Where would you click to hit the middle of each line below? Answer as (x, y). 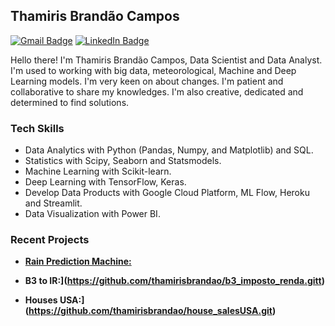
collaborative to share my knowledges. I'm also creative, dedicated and (157, 91)
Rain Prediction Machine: (78, 261)
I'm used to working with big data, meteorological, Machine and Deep (153, 70)
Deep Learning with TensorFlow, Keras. (105, 182)
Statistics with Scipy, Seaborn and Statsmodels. (123, 161)
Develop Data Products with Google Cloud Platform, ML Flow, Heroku (167, 193)
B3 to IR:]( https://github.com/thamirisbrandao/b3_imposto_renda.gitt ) (174, 281)
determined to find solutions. (70, 102)
